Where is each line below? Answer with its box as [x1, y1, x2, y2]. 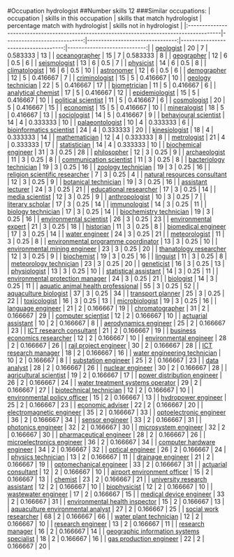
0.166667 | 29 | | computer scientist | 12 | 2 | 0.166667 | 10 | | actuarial [7, 311, 207, 320]
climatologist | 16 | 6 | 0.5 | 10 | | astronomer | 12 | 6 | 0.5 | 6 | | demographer [7, 66, 227, 74]
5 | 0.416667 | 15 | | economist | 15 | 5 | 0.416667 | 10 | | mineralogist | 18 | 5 [7, 104, 225, 111]
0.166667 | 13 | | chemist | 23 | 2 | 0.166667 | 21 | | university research [7, 475, 207, 483]
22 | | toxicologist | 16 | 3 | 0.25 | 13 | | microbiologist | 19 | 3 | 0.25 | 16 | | [7, 297, 217, 304]
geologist [155, 44, 182, 52]
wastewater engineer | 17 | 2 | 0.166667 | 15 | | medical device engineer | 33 [7, 490, 225, 498]
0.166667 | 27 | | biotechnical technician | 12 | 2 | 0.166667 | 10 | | [7, 386, 194, 394]
